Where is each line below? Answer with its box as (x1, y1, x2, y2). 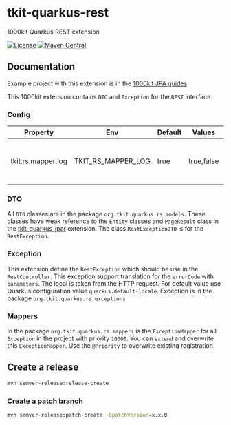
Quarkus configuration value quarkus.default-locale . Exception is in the (7, 287, 212, 295)
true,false (188, 156, 219, 166)
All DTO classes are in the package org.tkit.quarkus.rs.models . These (7, 210, 206, 218)
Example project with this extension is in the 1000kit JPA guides (7, 79, 188, 87)
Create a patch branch (7, 396, 84, 406)
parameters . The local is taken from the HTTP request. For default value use (7, 279, 221, 287)
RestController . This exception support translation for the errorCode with (7, 272, 214, 280)
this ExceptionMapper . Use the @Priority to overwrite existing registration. (7, 341, 215, 349)
